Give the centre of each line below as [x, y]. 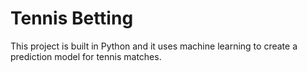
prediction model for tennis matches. [86, 56]
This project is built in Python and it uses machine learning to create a [154, 46]
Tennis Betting [72, 18]
